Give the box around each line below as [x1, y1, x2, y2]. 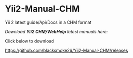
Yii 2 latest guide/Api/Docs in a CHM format [5, 19, 92, 25]
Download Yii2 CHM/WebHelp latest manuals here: [5, 29, 108, 34]
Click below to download [5, 38, 54, 44]
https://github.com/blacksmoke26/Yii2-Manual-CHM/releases [5, 47, 128, 53]
